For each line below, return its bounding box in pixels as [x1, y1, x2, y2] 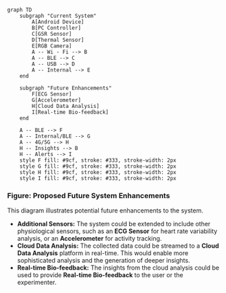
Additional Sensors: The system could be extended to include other [16, 220, 211, 228]
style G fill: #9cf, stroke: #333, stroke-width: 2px [19, 163, 177, 170]
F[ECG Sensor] [32, 91, 72, 98]
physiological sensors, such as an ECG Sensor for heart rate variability [16, 227, 218, 235]
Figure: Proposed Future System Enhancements [7, 191, 170, 200]
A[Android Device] [32, 19, 84, 25]
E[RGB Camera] [32, 43, 72, 50]
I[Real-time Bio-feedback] [32, 109, 109, 116]
